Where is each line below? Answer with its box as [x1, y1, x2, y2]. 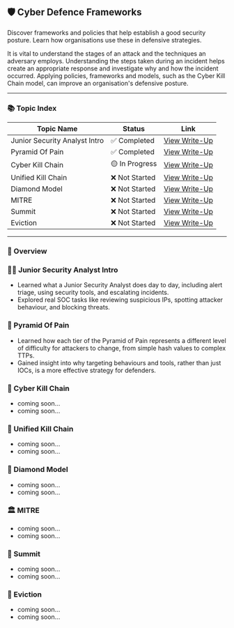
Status [123, 124, 145, 134]
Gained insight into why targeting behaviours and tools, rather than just [17, 358, 221, 367]
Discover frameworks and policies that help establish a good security [7, 28, 206, 37]
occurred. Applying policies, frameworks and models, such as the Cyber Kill [7, 71, 226, 79]
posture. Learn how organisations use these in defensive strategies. [7, 36, 202, 44]
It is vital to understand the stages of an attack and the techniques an [7, 49, 207, 58]
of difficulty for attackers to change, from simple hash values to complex [17, 344, 226, 352]
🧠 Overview [7, 247, 47, 256]
